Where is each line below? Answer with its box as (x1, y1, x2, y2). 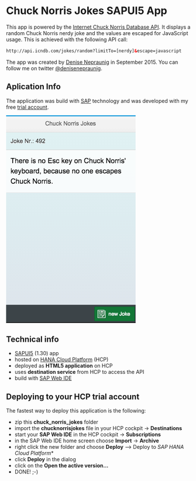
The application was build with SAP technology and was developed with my (6, 97, 188, 104)
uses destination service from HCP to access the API (14, 369, 145, 376)
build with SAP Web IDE (14, 375, 72, 382)
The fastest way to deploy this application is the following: (6, 407, 146, 414)
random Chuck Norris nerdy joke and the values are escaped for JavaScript (6, 29, 188, 36)
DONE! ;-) (14, 468, 39, 475)
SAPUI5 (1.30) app (14, 350, 59, 357)
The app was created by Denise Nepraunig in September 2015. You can (6, 59, 178, 66)
